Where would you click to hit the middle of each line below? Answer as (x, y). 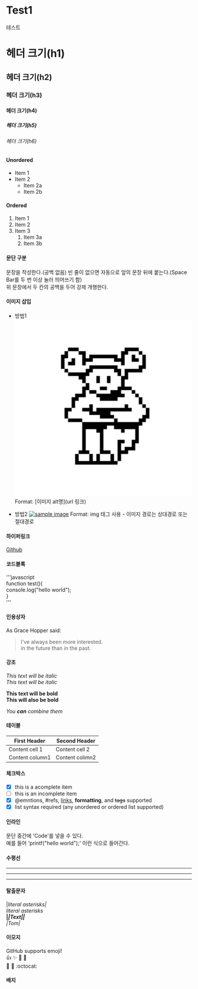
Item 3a (33, 238)
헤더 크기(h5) (22, 125)
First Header (30, 741)
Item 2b (33, 192)
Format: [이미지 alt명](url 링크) (50, 502)
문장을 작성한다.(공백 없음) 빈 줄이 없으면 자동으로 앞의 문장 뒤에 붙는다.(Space (97, 272)
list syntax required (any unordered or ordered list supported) (89, 806)
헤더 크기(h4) (22, 110)
